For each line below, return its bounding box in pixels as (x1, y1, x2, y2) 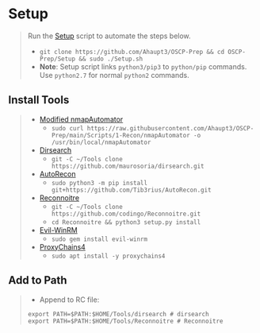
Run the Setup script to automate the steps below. (27, 31, 192, 41)
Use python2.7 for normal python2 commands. (39, 70, 189, 79)
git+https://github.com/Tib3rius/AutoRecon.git (51, 186, 212, 194)
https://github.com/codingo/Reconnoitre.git (51, 210, 201, 218)
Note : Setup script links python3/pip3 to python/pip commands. (39, 61, 247, 72)
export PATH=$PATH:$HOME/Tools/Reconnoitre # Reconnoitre (27, 317, 224, 325)
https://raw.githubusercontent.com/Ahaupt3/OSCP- (86, 124, 254, 132)
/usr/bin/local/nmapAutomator (51, 138, 151, 146)
